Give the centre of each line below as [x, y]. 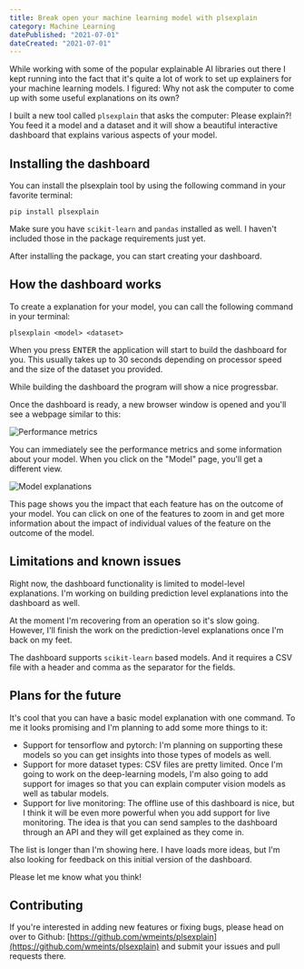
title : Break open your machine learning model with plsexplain [133, 18]
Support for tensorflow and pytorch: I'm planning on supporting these [152, 745]
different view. [36, 469]
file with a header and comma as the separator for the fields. [123, 667]
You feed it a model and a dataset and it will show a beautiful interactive [144, 126]
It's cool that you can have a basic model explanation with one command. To [152, 717]
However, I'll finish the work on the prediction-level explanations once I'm [147, 630]
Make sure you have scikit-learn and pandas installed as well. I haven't [143, 229]
